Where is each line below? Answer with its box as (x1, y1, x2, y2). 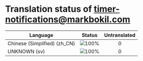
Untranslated (104, 31, 136, 38)
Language (29, 31, 53, 38)
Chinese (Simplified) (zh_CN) (7, 40, 75, 47)
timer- (93, 3, 120, 15)
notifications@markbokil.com (5, 14, 131, 25)
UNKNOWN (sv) (7, 48, 45, 55)
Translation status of (5, 3, 92, 15)
